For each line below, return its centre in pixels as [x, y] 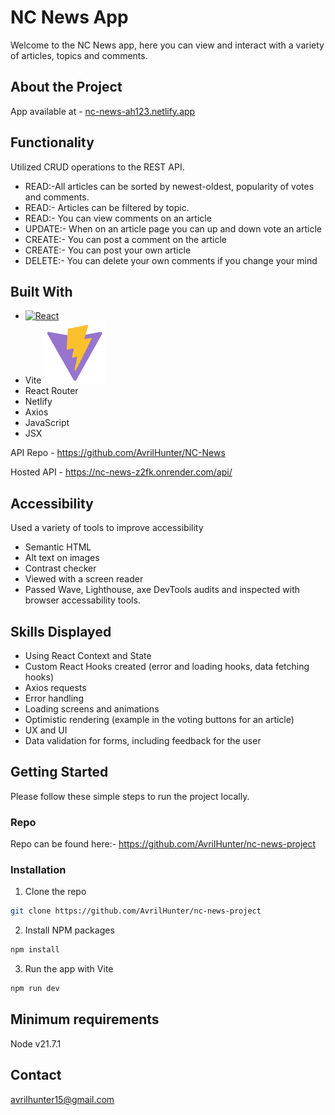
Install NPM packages [69, 930]
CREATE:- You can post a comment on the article [126, 239]
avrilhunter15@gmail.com [62, 1099]
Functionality [52, 142]
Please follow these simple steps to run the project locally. [130, 796]
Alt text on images [62, 558]
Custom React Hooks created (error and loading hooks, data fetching [167, 666]
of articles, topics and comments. [79, 55]
